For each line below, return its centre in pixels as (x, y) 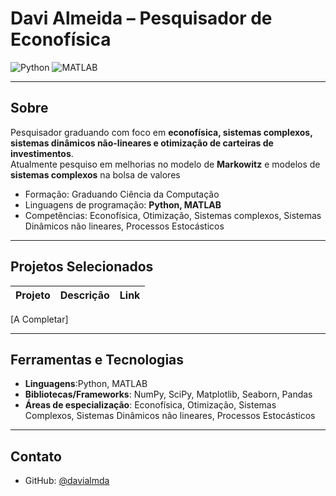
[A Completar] (39, 319)
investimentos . (42, 153)
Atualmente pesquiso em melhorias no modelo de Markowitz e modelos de (165, 164)
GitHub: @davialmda (67, 481)
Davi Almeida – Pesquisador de (141, 18)
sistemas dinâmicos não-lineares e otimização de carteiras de (142, 143)
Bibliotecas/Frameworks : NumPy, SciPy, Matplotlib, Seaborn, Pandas (168, 394)
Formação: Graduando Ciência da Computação (122, 194)
